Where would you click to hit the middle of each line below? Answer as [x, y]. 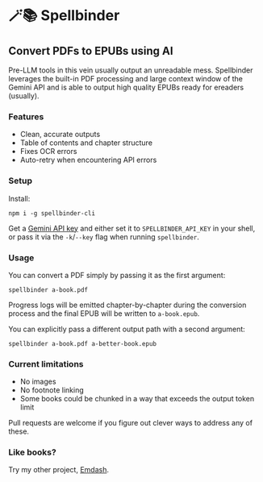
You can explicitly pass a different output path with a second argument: [127, 329]
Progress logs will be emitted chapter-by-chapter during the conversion [127, 305]
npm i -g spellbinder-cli [52, 213]
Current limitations [46, 364]
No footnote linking [52, 390]
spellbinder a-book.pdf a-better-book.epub [83, 343]
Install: [19, 198]
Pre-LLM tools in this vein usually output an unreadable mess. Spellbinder [131, 70]
